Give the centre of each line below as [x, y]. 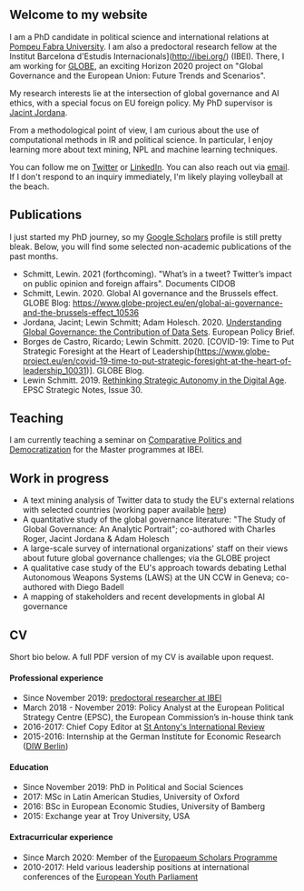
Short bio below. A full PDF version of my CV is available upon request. [142, 657]
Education [29, 766]
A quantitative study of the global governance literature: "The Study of [154, 520]
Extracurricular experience [61, 837]
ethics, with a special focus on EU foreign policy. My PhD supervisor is [142, 103]
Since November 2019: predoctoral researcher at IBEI [122, 698]
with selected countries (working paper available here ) [124, 510]
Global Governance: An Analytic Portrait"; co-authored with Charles [149, 529]
